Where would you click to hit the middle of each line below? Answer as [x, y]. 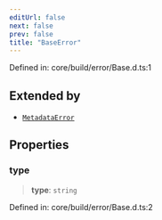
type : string [54, 190]
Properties [39, 145]
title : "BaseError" [45, 42]
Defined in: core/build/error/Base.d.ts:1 [81, 68]
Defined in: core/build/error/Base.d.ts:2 [81, 207]
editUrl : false [37, 17]
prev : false [31, 34]
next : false [31, 26]
